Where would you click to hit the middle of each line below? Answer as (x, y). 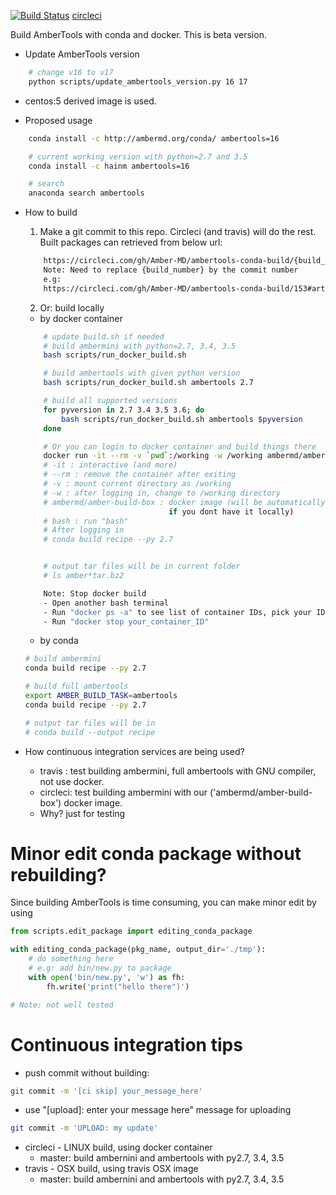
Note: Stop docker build (95, 593)
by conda (59, 641)
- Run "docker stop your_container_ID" (126, 621)
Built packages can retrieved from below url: (131, 242)
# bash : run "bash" (86, 521)
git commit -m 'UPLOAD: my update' (84, 1128)
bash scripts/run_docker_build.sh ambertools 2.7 (148, 383)
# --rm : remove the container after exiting (140, 475)
